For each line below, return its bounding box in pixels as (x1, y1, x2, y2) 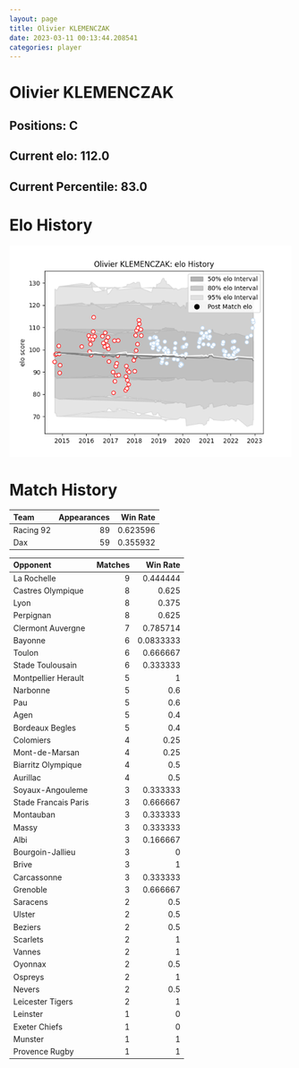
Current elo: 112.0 (9, 149, 110, 164)
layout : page (9, 14, 58, 23)
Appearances (57, 512, 110, 522)
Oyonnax (13, 959, 47, 969)
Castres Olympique (13, 585, 84, 596)
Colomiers (13, 735, 51, 745)
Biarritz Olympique (13, 760, 82, 771)
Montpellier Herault (13, 672, 85, 683)
